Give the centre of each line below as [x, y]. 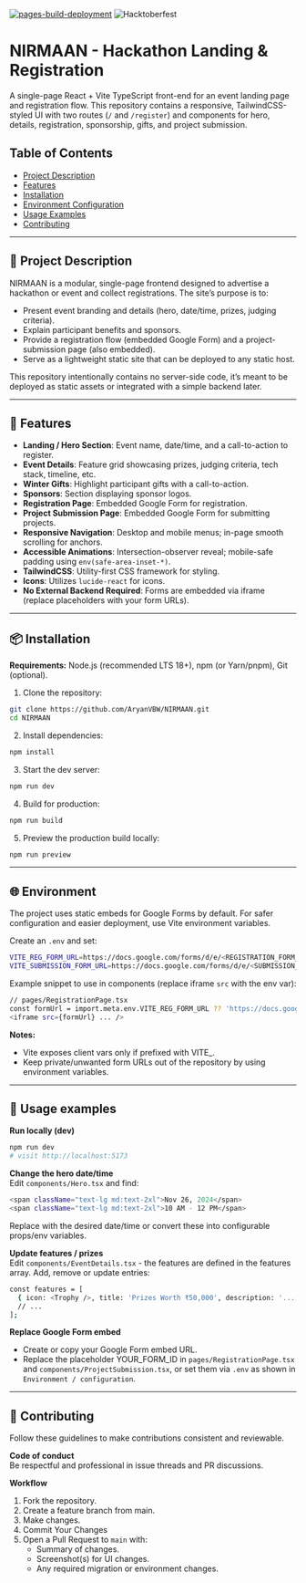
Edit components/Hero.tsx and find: [74, 1183]
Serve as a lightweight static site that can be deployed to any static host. [158, 359]
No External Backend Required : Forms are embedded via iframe [144, 591]
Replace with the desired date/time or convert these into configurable [140, 1225]
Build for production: [61, 804]
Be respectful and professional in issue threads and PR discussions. [137, 1465]
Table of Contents [61, 154]
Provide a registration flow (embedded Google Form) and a [133, 339]
